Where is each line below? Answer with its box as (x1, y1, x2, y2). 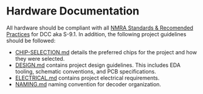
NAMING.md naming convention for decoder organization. (15, 80, 162, 88)
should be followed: (6, 37, 56, 44)
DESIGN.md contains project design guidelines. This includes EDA (15, 61, 181, 69)
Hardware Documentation (6, 4, 140, 18)
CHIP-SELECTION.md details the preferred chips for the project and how (15, 48, 198, 55)
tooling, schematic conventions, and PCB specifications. (15, 67, 157, 75)
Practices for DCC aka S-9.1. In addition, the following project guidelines (6, 30, 187, 37)
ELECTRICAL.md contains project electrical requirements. (15, 74, 160, 81)
